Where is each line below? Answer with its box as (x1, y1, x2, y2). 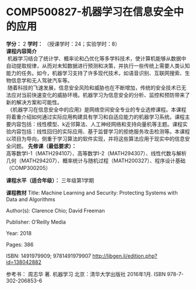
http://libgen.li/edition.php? (92, 252, 157, 259)
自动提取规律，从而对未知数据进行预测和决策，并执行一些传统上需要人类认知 (6, 62, 190, 69)
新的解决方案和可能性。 (6, 99, 62, 106)
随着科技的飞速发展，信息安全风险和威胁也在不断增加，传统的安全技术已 (7, 84, 181, 91)
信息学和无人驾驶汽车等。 (10, 76, 73, 83)
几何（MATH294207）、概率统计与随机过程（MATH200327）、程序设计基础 (6, 157, 185, 164)
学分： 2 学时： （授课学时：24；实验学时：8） (6, 40, 121, 47)
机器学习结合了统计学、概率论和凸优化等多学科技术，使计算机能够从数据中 (7, 55, 187, 62)
